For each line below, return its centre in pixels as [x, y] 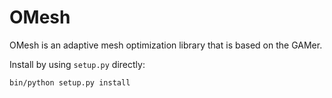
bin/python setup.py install [70, 82]
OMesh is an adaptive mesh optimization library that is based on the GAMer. [166, 45]
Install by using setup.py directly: [77, 64]
